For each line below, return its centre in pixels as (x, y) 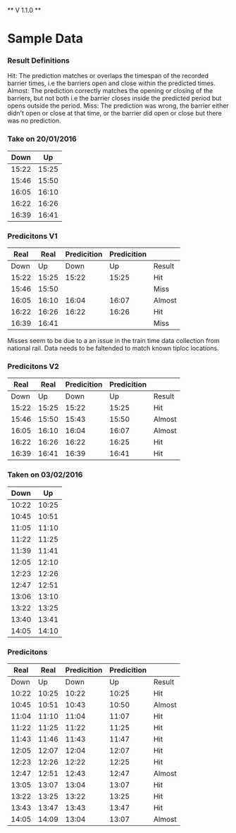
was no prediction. (34, 121)
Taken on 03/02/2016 (45, 475)
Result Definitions (39, 61)
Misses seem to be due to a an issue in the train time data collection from (113, 341)
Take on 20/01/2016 (42, 139)
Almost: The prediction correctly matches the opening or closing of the (110, 91)
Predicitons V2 (33, 367)
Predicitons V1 (32, 236)
